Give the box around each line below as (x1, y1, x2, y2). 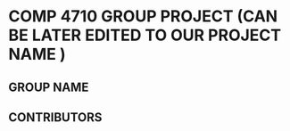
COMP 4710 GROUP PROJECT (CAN (8, 6, 278, 27)
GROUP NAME (8, 79, 89, 94)
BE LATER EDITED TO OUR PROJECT (8, 25, 282, 45)
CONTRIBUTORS (8, 110, 103, 125)
